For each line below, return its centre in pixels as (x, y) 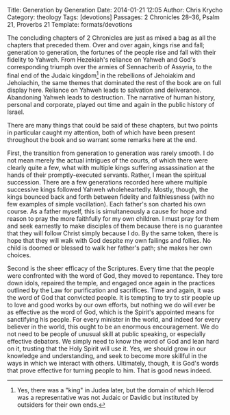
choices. (19, 255)
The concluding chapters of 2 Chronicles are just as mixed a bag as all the (112, 38)
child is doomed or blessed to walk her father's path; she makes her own (110, 248)
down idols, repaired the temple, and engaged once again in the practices (111, 283)
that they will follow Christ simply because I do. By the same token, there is (113, 233)
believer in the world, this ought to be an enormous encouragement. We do (113, 327)
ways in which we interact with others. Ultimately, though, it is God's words (113, 363)
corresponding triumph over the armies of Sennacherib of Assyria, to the (110, 67)
